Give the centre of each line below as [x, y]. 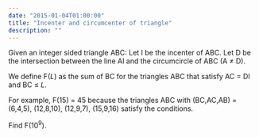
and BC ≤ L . [28, 85]
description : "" [35, 30]
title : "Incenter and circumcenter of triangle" [90, 23]
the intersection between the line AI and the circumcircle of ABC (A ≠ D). [127, 61]
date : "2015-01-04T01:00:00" [56, 15]
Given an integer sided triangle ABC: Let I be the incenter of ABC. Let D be [130, 53]
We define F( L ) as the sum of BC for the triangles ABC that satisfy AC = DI [129, 77]
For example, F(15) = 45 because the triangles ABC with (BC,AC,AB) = [123, 101]
